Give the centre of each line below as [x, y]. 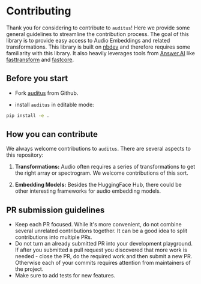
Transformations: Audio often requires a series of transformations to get [105, 167]
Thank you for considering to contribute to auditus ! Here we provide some [98, 28]
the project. [29, 269]
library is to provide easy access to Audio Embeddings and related [88, 40]
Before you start [37, 78]
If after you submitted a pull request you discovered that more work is [101, 250]
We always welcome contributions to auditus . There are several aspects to [98, 149]
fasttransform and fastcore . [40, 59]
